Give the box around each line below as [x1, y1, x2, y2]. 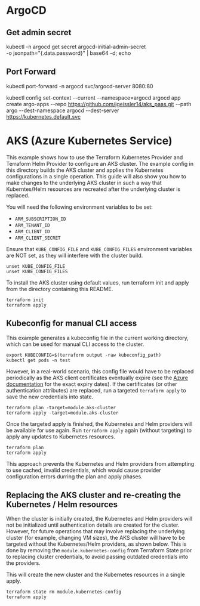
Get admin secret [6, 27, 72, 38]
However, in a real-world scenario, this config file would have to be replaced [6, 367, 194, 375]
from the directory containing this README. [6, 285, 113, 292]
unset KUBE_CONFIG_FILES [6, 268, 68, 274]
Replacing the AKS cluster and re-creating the [6, 490, 181, 500]
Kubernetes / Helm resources [6, 499, 118, 509]
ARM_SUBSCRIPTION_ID [14, 216, 66, 222]
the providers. [6, 559, 41, 567]
